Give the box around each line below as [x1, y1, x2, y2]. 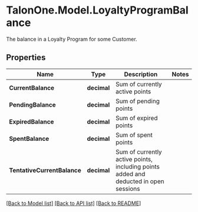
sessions [115, 184, 140, 193]
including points [115, 163, 160, 171]
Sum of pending [115, 97, 160, 105]
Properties [6, 52, 46, 62]
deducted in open [115, 177, 164, 185]
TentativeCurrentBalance [9, 166, 81, 174]
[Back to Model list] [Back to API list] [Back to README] [6, 200, 141, 207]
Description [124, 70, 158, 78]
